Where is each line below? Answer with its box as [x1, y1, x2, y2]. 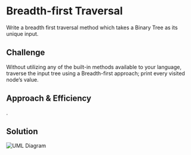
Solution [6, 126, 38, 137]
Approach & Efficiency [6, 94, 91, 104]
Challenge [6, 48, 45, 58]
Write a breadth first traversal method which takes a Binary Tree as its [6, 24, 178, 31]
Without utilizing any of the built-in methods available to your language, [6, 63, 182, 70]
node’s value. [6, 76, 39, 83]
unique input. [6, 30, 39, 37]
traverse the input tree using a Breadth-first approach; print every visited [6, 70, 185, 77]
